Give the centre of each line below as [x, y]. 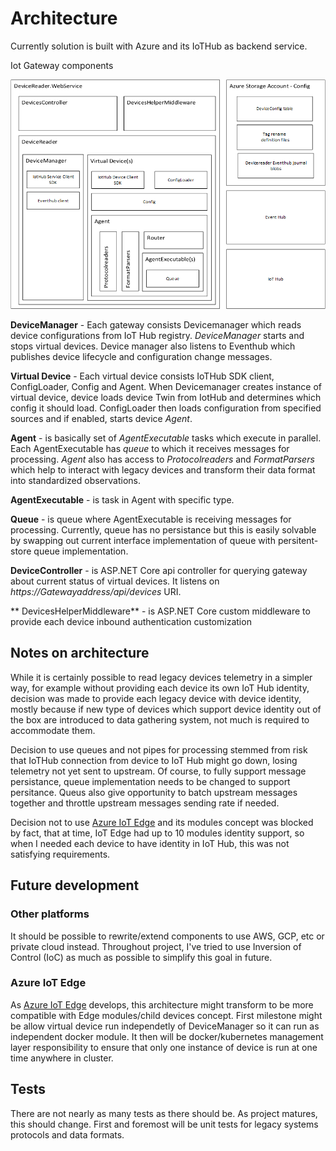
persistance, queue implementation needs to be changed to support [150, 781]
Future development [75, 885]
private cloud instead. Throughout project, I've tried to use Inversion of [156, 946]
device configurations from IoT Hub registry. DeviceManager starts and [157, 335]
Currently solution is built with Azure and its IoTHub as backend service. [159, 46]
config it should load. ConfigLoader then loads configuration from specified [166, 408]
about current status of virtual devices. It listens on [115, 581]
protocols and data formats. [67, 1134]
